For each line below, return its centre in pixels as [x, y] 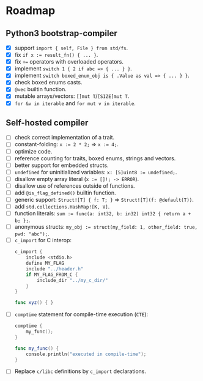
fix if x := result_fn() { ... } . [56, 55]
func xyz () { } [34, 303]
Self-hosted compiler [47, 123]
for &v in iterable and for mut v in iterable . [75, 103]
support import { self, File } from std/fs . [71, 48]
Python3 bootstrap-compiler [61, 33]
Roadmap [31, 11]
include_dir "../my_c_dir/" [72, 280]
